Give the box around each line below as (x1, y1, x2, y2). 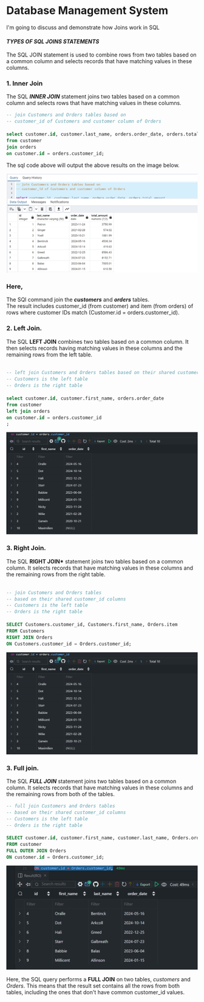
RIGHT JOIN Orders (6, 634, 53, 641)
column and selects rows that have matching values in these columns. (6, 100, 182, 107)
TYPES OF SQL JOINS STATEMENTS (6, 38, 100, 45)
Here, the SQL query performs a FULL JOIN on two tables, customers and (6, 975, 191, 983)
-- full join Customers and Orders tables (6, 803, 115, 809)
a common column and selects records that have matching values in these (6, 58, 192, 65)
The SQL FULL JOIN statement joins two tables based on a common (6, 778, 177, 785)
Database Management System (6, 4, 169, 18)
